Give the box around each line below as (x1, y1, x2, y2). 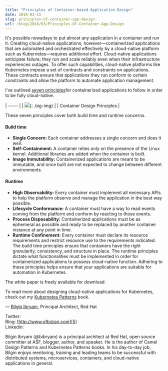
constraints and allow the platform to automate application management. (5, 77, 154, 83)
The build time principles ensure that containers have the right (12, 242, 141, 248)
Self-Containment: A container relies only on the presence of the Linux (12, 145, 160, 151)
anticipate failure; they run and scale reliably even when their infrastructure (5, 56, 160, 62)
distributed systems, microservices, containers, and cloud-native (5, 354, 139, 360)
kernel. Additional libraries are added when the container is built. (12, 151, 146, 157)
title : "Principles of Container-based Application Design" (5, 7, 133, 12)
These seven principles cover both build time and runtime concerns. (5, 112, 146, 118)
